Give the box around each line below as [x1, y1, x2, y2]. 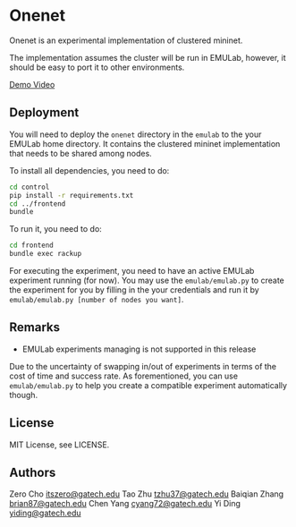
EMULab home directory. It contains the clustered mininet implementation [9, 138, 281, 149]
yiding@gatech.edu [9, 507, 81, 519]
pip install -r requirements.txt [9, 191, 134, 200]
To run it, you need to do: [9, 224, 103, 234]
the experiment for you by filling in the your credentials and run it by [9, 285, 259, 295]
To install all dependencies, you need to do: [9, 165, 170, 175]
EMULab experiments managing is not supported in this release [21, 344, 257, 354]
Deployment [9, 105, 80, 121]
